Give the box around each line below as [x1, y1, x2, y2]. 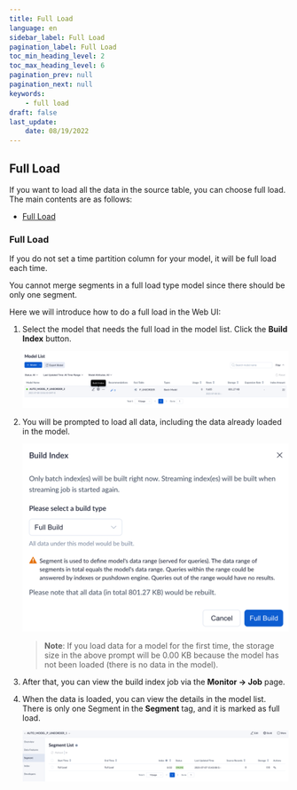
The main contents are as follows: [9, 194, 133, 204]
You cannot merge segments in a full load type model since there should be [9, 280, 285, 291]
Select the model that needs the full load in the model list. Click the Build [21, 324, 288, 335]
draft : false [9, 108, 58, 117]
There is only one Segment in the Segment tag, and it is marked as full [21, 703, 281, 714]
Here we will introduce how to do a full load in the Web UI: [9, 307, 222, 317]
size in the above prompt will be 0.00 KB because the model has [43, 650, 279, 661]
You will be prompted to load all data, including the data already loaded [21, 416, 282, 427]
